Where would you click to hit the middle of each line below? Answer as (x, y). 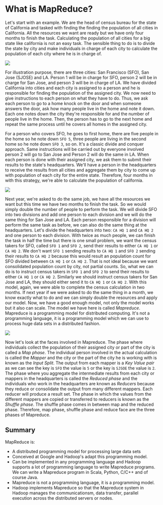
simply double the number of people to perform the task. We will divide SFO (81, 209)
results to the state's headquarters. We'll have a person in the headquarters (81, 165)
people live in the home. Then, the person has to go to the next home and (79, 119)
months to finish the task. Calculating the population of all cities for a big (78, 38)
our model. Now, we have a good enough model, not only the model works (80, 303)
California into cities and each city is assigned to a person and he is (72, 88)
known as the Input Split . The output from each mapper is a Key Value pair (80, 363)
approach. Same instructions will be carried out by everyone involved (75, 149)
